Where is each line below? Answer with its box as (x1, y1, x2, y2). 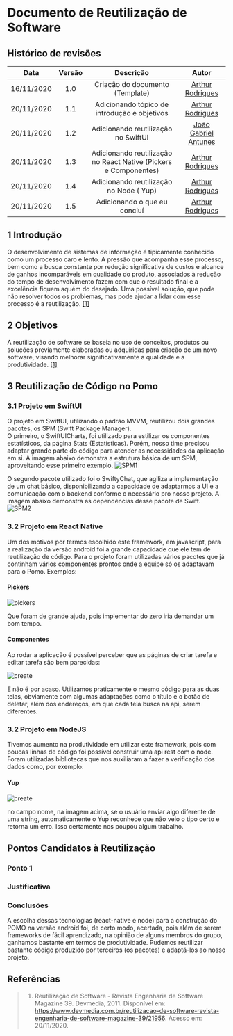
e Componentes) (104, 165, 159, 175)
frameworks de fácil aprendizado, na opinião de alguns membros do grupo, (7, 931, 223, 939)
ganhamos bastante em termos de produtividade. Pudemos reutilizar (7, 939, 203, 947)
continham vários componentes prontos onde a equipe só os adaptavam (7, 560, 214, 568)
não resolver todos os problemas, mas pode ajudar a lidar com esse (7, 292, 201, 300)
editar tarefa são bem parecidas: (7, 658, 101, 667)
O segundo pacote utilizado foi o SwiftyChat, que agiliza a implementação (7, 475, 218, 483)
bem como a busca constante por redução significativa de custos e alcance (7, 262, 224, 270)
